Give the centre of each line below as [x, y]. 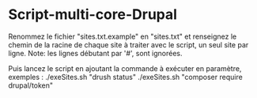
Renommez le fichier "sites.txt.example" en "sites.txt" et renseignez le [123, 36]
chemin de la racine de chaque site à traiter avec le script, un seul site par [128, 44]
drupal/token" [31, 85]
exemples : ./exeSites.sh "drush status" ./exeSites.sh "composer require [125, 77]
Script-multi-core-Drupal [93, 15]
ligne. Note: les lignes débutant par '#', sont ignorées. [96, 53]
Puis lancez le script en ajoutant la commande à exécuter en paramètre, [125, 68]
